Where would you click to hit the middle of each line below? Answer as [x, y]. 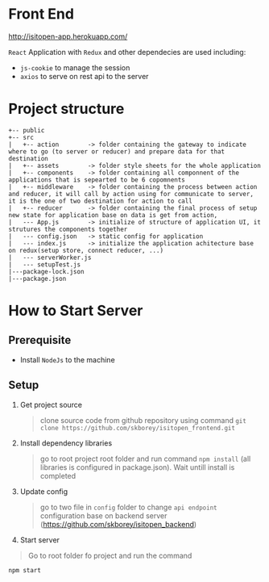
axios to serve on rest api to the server [84, 76]
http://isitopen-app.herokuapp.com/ [68, 36]
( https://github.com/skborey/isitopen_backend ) [118, 524]
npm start [25, 570]
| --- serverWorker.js [50, 258]
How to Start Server [76, 311]
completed [58, 475]
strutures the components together [68, 229]
